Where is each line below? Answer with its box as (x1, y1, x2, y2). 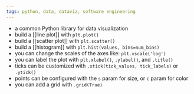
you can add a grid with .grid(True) (14, 80, 103, 88)
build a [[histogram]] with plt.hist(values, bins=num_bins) (14, 43, 160, 51)
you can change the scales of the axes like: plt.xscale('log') (14, 49, 166, 56)
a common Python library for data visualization (14, 25, 129, 32)
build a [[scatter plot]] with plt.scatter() (14, 37, 116, 44)
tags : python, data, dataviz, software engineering (6, 8, 136, 15)
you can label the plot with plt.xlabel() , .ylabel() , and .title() (14, 56, 174, 63)
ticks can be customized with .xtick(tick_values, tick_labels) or (14, 62, 179, 69)
